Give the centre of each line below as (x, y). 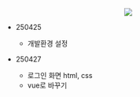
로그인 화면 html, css (60, 75)
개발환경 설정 (48, 43)
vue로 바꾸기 (47, 85)
